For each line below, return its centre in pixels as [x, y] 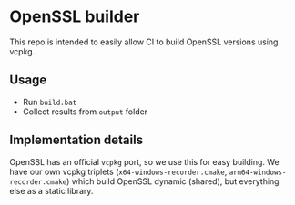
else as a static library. [51, 190]
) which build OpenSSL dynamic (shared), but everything [173, 181]
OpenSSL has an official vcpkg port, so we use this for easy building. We [144, 161]
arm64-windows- [258, 172]
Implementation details [76, 140]
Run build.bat [50, 102]
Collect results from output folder [85, 112]
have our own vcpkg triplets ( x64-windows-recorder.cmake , [118, 171]
